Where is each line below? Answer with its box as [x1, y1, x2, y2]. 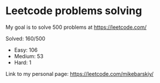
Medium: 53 [14, 52, 44, 59]
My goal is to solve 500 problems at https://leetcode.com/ [5, 24, 147, 31]
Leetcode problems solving [5, 4, 142, 18]
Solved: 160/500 [5, 35, 45, 42]
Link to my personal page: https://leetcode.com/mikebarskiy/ [5, 70, 154, 77]
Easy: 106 [14, 46, 38, 54]
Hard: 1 [14, 59, 32, 66]
